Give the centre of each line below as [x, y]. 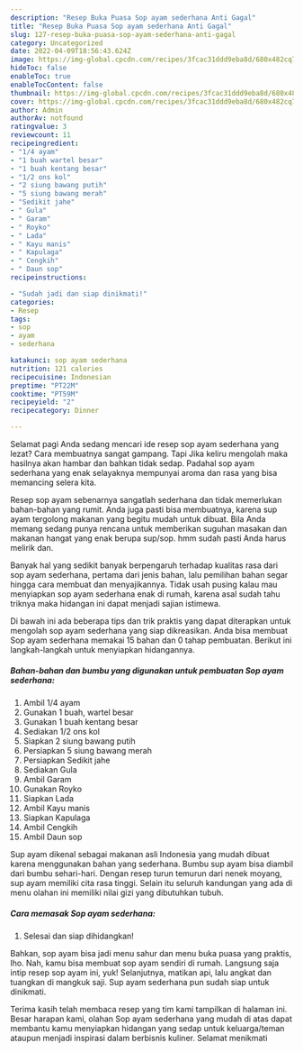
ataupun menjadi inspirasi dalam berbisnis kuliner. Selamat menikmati [139, 1038]
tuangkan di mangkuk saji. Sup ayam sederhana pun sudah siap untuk [140, 982]
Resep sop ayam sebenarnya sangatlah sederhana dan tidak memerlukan [146, 500]
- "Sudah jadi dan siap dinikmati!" [79, 294]
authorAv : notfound [47, 118]
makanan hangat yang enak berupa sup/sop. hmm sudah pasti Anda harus [148, 538]
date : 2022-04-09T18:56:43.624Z [71, 51]
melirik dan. [32, 548]
